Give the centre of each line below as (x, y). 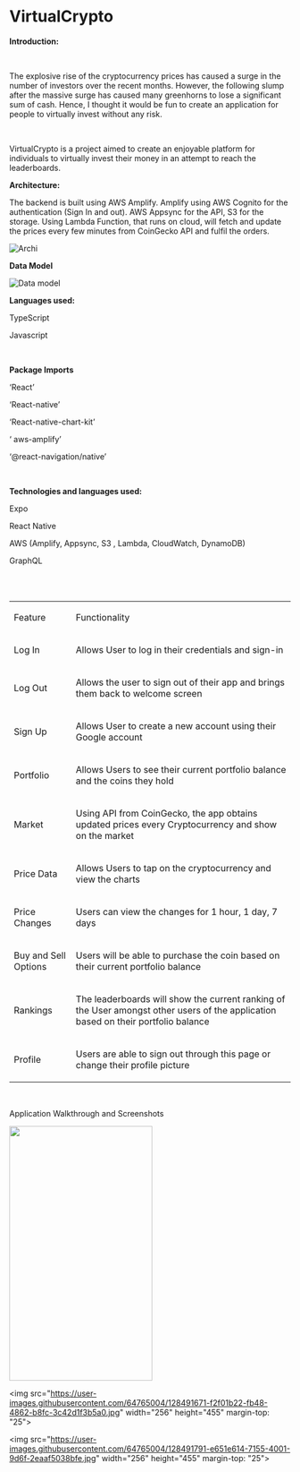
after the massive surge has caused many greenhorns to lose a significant (145, 95)
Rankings (33, 1010)
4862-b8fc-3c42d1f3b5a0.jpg (65, 1412)
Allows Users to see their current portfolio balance (181, 769)
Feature (30, 617)
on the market (104, 835)
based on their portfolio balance (142, 1021)
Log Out (30, 688)
